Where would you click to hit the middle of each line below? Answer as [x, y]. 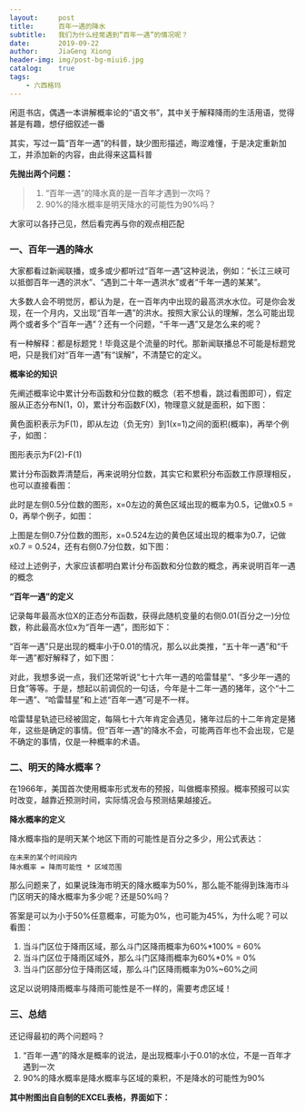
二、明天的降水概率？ [56, 767]
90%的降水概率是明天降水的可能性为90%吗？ [131, 204]
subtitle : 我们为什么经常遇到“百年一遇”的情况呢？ [99, 34]
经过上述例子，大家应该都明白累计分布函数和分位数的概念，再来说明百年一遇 [152, 565]
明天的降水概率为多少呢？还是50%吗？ [98, 897]
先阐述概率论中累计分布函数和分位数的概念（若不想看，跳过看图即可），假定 [151, 393]
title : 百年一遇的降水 [58, 26]
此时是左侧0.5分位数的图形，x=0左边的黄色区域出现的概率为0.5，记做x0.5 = [151, 504]
